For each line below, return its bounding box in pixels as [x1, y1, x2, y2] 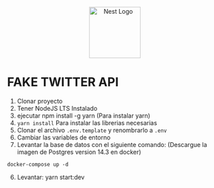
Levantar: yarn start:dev [16, 173, 85, 181]
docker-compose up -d [7, 161, 69, 167]
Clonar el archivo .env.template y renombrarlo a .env [16, 126, 168, 134]
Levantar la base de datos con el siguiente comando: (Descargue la [16, 140, 207, 148]
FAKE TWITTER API [7, 75, 119, 90]
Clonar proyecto [16, 96, 63, 105]
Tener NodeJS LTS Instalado [16, 104, 98, 112]
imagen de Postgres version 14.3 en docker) [16, 148, 142, 156]
